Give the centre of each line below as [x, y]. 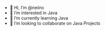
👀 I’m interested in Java [34, 13]
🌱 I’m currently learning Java [39, 18]
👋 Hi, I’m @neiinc [27, 8]
